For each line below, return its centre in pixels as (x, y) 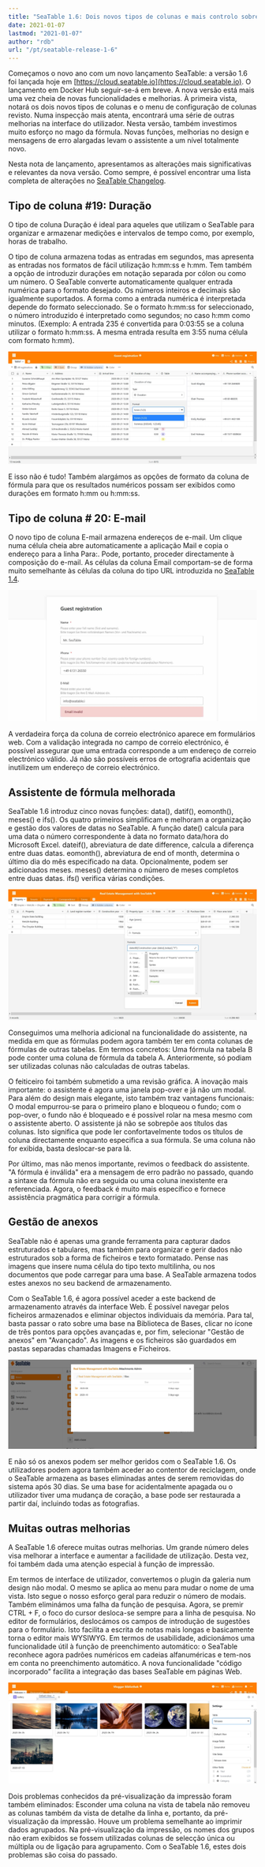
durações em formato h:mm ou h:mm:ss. (74, 494)
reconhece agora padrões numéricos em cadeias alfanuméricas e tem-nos (130, 1655)
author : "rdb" (32, 42)
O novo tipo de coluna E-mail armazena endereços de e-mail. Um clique (125, 537)
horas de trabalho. (38, 241)
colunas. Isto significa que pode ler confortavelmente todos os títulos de (125, 1131)
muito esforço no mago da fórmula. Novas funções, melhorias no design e (129, 132)
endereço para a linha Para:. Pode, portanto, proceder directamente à (121, 554)
